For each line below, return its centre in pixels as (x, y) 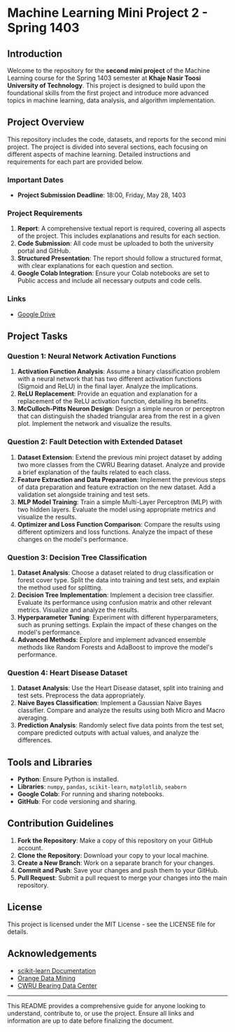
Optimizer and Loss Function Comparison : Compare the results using (119, 524)
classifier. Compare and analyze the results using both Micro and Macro (121, 711)
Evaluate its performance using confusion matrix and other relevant (114, 602)
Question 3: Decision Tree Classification (77, 557)
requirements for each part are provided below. (75, 161)
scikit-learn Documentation (57, 970)
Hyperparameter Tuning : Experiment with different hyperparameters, (118, 617)
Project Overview (46, 122)
